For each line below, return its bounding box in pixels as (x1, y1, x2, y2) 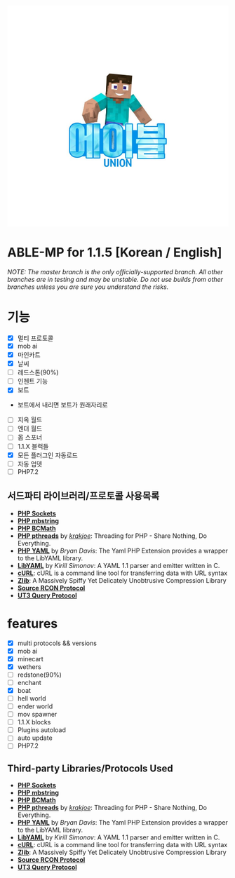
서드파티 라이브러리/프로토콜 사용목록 (7, 490, 160, 502)
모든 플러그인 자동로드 (17, 451, 79, 459)
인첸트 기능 (17, 377, 48, 386)
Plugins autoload (17, 726, 67, 734)
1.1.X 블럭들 (17, 442, 49, 450)
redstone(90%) (17, 670, 62, 679)
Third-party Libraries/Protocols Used (7, 762, 173, 774)
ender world (17, 702, 53, 710)
